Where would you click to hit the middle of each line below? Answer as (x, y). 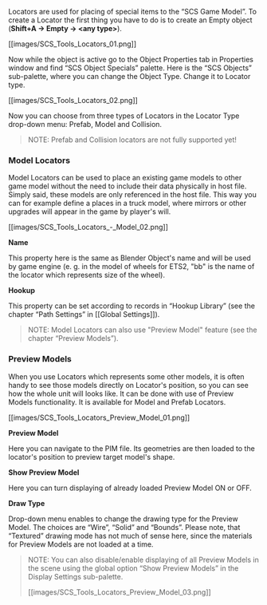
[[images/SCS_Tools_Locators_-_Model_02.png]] (88, 227)
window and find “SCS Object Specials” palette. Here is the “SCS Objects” (130, 68)
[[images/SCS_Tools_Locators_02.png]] (73, 100)
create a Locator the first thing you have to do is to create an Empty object (130, 20)
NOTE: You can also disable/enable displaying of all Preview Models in (143, 560)
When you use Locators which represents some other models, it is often (126, 376)
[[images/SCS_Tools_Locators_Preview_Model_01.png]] (99, 417)
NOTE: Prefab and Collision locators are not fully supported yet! (132, 140)
